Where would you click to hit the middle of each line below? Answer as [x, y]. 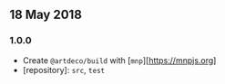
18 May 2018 [46, 15]
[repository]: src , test [64, 70]
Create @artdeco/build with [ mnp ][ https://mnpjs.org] [119, 60]
